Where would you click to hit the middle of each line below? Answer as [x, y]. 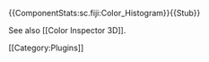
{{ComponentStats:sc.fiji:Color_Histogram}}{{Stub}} [104, 13]
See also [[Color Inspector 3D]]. [67, 30]
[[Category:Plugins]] [46, 48]
